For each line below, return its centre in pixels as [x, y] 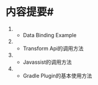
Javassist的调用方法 [47, 62]
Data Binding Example [50, 35]
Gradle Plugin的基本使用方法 [58, 76]
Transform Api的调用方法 [53, 48]
